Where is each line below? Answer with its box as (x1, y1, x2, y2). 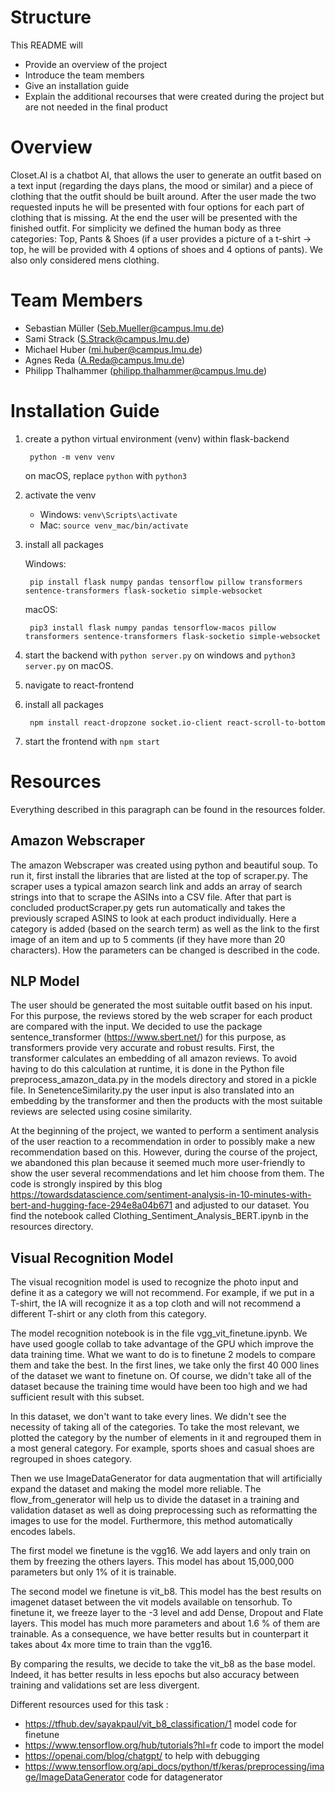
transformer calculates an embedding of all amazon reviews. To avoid (10, 1052, 298, 1065)
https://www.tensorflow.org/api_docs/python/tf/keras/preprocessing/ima (24, 1761, 325, 1773)
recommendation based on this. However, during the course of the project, (10, 1146, 318, 1158)
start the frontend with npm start (24, 735, 161, 747)
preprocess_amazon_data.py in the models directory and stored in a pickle (10, 1074, 317, 1086)
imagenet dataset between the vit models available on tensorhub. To (10, 1596, 293, 1608)
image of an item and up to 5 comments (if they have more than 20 (10, 933, 286, 945)
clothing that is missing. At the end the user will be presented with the (10, 211, 298, 223)
